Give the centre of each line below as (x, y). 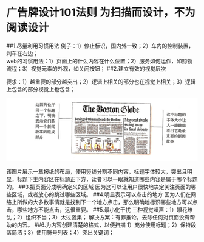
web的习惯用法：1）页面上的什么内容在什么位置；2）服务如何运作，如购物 (100, 61)
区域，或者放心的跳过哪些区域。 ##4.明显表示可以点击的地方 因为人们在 (101, 194)
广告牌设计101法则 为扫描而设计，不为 (101, 12)
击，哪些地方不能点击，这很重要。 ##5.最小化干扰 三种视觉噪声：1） (92, 210)
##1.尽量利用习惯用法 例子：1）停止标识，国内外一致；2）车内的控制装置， (100, 46)
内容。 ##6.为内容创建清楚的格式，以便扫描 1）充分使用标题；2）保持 (104, 225)
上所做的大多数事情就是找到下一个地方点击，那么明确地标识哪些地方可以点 (104, 202)
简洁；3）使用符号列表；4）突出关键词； (63, 233)
